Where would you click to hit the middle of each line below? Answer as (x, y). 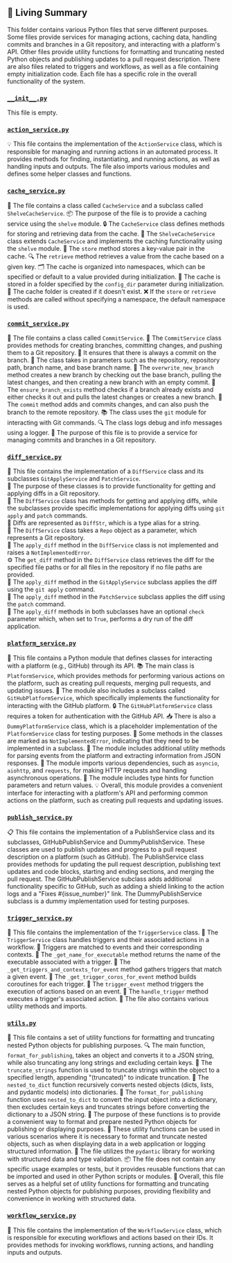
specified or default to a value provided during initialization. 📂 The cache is (114, 276)
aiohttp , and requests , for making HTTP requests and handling (97, 770)
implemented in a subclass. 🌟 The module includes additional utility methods (116, 748)
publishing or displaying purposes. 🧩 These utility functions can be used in (114, 1129)
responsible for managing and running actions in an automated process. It (113, 152)
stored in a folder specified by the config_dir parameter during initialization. (116, 284)
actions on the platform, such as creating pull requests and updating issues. (115, 800)
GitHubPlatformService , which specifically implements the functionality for (113, 697)
